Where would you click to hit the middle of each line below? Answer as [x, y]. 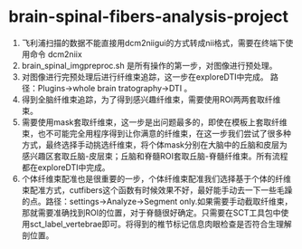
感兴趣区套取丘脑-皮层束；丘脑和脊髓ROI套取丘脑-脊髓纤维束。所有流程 [155, 156]
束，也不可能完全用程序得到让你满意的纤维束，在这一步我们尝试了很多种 [156, 133]
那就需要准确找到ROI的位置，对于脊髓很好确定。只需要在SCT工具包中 [151, 212]
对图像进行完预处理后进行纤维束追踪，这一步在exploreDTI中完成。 [145, 77]
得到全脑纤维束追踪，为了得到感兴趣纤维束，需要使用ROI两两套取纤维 [151, 99]
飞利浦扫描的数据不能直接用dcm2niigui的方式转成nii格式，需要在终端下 [153, 43]
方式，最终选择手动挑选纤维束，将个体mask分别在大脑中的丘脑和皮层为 [154, 144]
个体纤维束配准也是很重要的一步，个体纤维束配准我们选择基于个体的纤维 [156, 178]
